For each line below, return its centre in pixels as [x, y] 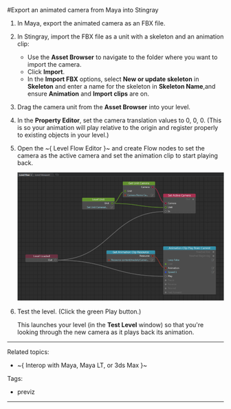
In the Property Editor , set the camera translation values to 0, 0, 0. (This [119, 120]
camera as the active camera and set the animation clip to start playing [118, 155]
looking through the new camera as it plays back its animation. [106, 332]
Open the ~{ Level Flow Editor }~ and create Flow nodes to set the [111, 148]
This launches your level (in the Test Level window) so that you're [110, 325]
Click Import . [46, 72]
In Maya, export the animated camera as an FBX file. [91, 23]
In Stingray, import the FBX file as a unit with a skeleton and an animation [120, 36]
